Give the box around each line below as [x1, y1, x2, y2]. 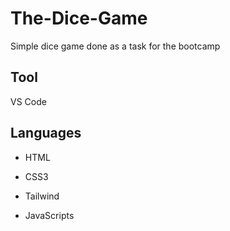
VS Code [10, 95, 47, 107]
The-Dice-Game [10, 7, 148, 30]
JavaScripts [24, 209, 75, 221]
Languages [10, 125, 82, 142]
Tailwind [24, 190, 60, 202]
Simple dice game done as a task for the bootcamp [10, 40, 221, 52]
